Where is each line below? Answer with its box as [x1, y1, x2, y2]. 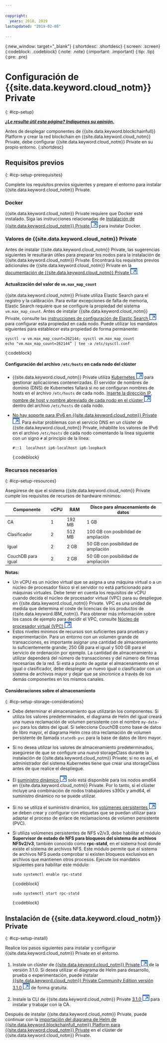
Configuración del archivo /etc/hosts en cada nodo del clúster [5, 361, 137, 367]
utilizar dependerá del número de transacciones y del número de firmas [12, 655, 160, 661]
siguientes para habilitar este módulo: [12, 862, 89, 868]
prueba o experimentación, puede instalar [12, 972, 98, 978]
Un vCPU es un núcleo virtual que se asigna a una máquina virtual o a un [12, 579, 162, 585]
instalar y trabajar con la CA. [12, 1002, 71, 1008]
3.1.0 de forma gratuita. [12, 985, 68, 991]
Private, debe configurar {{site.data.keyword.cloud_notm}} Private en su [5, 139, 153, 145]
